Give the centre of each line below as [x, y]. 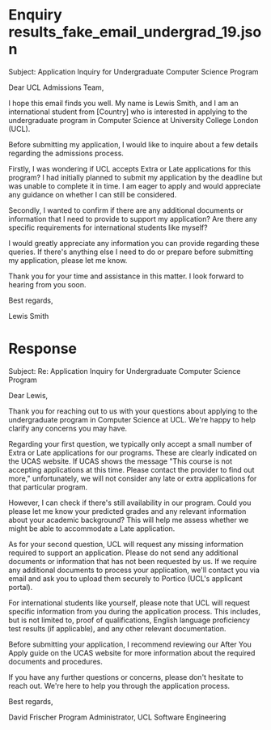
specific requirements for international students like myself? [108, 227]
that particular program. [48, 486]
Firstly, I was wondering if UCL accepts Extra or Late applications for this [130, 168]
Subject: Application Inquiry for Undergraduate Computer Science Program [133, 71]
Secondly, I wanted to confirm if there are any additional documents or [126, 210]
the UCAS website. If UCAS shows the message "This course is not [121, 461]
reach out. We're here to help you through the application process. [119, 685]
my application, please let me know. [68, 260]
